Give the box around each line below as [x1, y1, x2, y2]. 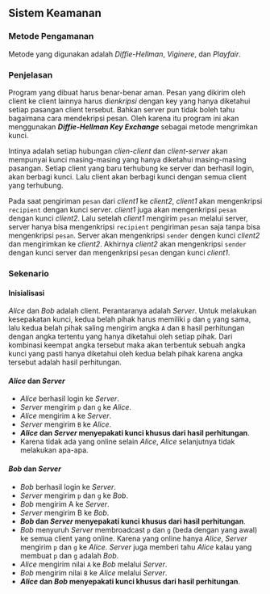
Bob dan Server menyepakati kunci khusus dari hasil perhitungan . [19, 516, 246, 526]
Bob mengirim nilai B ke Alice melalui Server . [19, 567, 168, 577]
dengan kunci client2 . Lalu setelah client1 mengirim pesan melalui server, [8, 213, 248, 223]
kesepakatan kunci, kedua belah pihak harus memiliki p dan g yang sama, [8, 314, 251, 324]
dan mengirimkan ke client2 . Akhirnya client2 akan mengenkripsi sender [8, 238, 247, 249]
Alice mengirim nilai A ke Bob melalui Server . [19, 559, 168, 569]
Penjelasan [8, 69, 53, 80]
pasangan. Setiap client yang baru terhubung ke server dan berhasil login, [8, 163, 255, 173]
